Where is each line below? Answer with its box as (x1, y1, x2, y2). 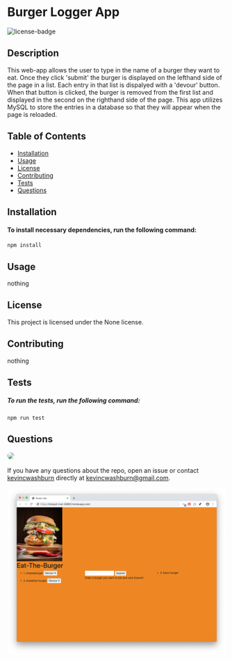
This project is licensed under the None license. (7, 317, 144, 326)
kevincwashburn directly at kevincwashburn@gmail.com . (7, 473, 171, 482)
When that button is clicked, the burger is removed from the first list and (7, 88, 214, 96)
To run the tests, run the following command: (7, 396, 140, 404)
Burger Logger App (7, 4, 120, 20)
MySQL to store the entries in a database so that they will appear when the (7, 102, 221, 111)
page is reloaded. (7, 110, 58, 118)
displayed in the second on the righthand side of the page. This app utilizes (7, 95, 223, 104)
